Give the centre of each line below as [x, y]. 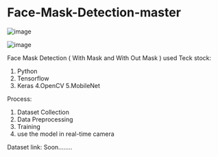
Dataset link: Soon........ [40, 147]
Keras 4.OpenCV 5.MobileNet [59, 85]
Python [27, 71]
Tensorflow [33, 78]
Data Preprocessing [45, 119]
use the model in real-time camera [65, 134]
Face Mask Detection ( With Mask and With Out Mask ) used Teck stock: [109, 58]
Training [29, 126]
